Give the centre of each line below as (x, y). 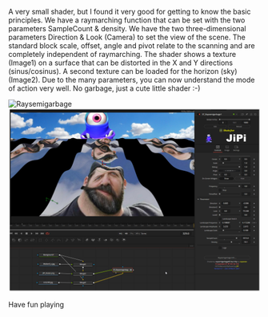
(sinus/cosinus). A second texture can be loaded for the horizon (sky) (123, 71)
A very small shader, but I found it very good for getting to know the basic (130, 12)
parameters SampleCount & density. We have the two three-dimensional (127, 28)
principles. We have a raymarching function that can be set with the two (127, 20)
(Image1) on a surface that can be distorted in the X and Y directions (121, 63)
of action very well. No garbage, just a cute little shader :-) (104, 88)
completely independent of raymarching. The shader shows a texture (122, 54)
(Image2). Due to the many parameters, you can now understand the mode (132, 80)
